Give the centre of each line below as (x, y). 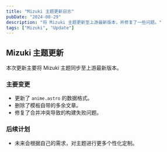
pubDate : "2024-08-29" (34, 17)
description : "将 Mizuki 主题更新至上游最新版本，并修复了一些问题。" (84, 22)
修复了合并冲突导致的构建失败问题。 (58, 113)
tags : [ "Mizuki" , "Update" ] (40, 28)
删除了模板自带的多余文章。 (48, 105)
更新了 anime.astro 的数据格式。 (53, 98)
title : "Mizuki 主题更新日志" (40, 11)
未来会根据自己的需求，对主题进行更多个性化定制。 (76, 143)
